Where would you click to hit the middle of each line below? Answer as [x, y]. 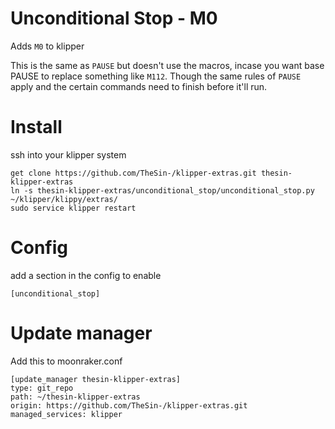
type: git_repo [42, 388]
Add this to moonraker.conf [66, 361]
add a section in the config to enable [86, 275]
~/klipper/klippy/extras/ [64, 199]
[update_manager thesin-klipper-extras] [96, 379]
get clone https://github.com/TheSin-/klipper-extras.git [133, 173]
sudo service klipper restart [73, 208]
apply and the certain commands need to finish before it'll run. [139, 86]
